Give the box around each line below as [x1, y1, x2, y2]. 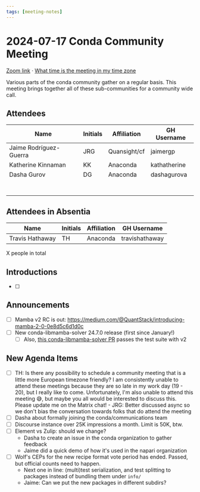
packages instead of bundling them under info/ [23, 473, 142, 480]
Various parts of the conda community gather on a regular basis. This [6, 78, 177, 85]
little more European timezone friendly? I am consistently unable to [14, 376, 179, 383]
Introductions [6, 267, 58, 277]
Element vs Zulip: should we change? [14, 428, 107, 435]
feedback [23, 441, 48, 448]
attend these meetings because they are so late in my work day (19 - [14, 382, 183, 389]
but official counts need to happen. [14, 460, 101, 468]
